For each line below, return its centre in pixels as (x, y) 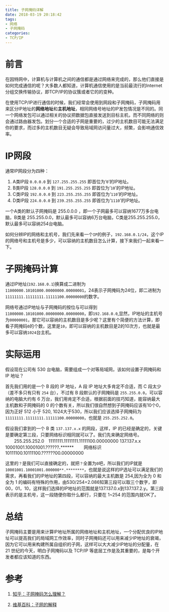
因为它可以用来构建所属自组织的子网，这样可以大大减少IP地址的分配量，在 (82, 544)
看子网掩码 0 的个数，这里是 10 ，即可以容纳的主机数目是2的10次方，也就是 (80, 326)
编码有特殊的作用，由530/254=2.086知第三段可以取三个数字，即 (90, 482)
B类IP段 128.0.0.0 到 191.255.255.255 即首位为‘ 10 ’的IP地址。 (75, 188)
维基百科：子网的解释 (34, 604)
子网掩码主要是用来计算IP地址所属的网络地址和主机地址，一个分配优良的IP (82, 532)
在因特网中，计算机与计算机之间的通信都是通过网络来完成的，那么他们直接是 (84, 79)
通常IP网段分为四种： (27, 171)
